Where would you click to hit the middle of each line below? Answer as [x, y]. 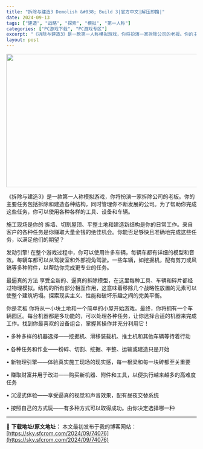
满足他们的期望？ [43, 240]
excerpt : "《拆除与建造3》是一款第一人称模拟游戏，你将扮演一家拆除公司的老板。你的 [100, 34]
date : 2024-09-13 [28, 18]
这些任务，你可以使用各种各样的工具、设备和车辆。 [70, 212]
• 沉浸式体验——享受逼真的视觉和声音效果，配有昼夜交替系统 [82, 395]
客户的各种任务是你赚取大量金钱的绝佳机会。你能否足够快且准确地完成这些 [99, 232]
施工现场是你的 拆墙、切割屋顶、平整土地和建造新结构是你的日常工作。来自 [100, 224]
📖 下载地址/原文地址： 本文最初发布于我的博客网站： [72, 426]
